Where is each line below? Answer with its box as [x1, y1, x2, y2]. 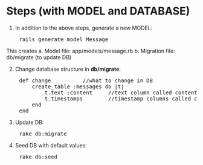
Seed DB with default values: [14, 141, 88, 149]
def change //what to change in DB [19, 77, 153, 84]
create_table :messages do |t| [31, 83, 124, 90]
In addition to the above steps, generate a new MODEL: [14, 24, 153, 31]
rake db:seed [19, 153, 57, 160]
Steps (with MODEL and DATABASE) [6, 4, 190, 18]
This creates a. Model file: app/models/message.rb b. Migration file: [6, 47, 175, 54]
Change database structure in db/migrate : [14, 65, 121, 73]
